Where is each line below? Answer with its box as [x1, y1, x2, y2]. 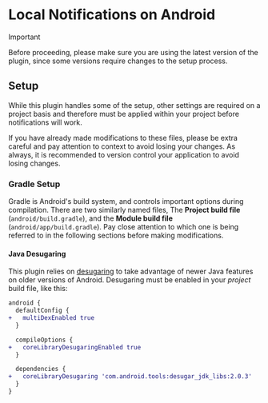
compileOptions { [15, 336, 74, 344]
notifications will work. [8, 118, 82, 127]
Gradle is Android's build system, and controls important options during [8, 197, 244, 206]
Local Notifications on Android [8, 6, 216, 24]
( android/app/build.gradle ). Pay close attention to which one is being [8, 222, 239, 232]
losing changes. [8, 158, 61, 168]
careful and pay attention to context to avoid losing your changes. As [8, 142, 236, 151]
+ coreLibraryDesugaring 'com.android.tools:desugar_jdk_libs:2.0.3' [8, 373, 252, 381]
